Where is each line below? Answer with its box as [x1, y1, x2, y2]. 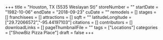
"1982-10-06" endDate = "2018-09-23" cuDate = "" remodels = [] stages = [5, 9, 157, 15]
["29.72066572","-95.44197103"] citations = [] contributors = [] [5, 19, 133, 25]
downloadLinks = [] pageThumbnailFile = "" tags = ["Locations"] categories [5, 25, 158, 30]
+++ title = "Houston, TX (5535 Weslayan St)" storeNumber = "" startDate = [5, 4, 159, 10]
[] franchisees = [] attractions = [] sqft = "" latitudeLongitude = [5, 14, 132, 20]
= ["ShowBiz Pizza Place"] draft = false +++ [5, 30, 94, 35]
